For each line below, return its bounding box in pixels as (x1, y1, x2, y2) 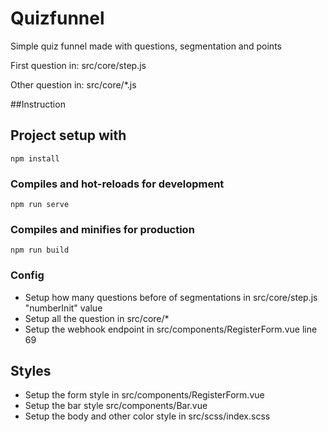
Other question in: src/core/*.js (10, 78, 137, 91)
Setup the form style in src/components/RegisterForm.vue (24, 389, 265, 401)
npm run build (10, 245, 70, 256)
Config (10, 268, 45, 282)
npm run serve (10, 200, 70, 210)
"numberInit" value (24, 302, 103, 314)
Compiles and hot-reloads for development (10, 177, 225, 191)
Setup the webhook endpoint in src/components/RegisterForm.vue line (24, 323, 318, 335)
